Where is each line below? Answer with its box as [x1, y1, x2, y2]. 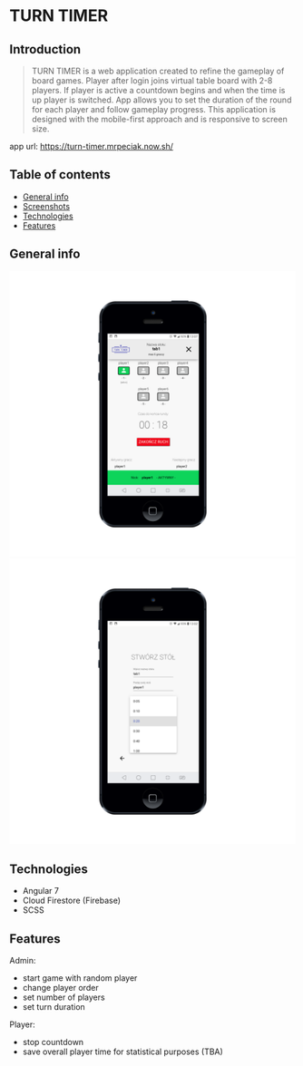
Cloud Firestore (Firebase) [22, 895, 121, 906]
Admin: [9, 955, 36, 966]
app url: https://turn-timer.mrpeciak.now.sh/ [9, 141, 174, 151]
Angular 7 [22, 886, 59, 896]
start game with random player [22, 973, 138, 984]
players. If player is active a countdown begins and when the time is [31, 85, 286, 95]
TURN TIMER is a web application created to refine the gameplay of [31, 65, 285, 76]
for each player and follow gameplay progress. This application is [31, 104, 277, 114]
